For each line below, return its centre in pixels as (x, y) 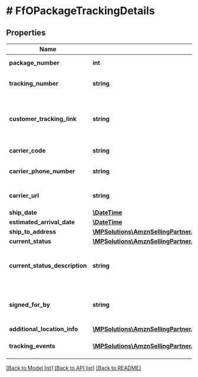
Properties (26, 33)
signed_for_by (29, 305)
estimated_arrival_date (42, 222)
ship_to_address (33, 232)
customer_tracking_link (43, 119)
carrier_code (27, 150)
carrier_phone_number (42, 171)
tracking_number (34, 83)
